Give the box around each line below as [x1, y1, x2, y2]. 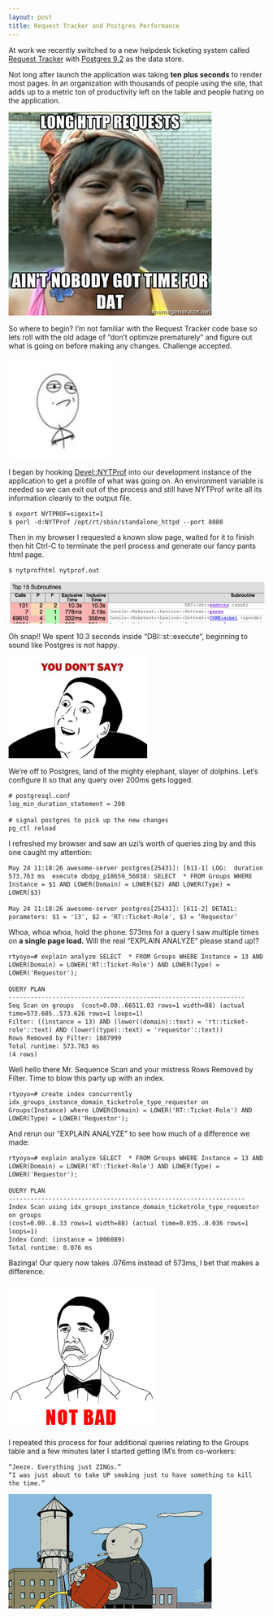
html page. [8, 550, 45, 559]
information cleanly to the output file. [8, 493, 132, 502]
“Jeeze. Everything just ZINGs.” [8, 1462, 122, 1471]
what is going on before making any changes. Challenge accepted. [8, 340, 232, 350]
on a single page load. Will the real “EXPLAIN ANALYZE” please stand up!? [8, 936, 260, 945]
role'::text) [8, 1026, 53, 1034]
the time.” [8, 1479, 45, 1488]
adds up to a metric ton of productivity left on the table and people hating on [8, 86, 265, 97]
